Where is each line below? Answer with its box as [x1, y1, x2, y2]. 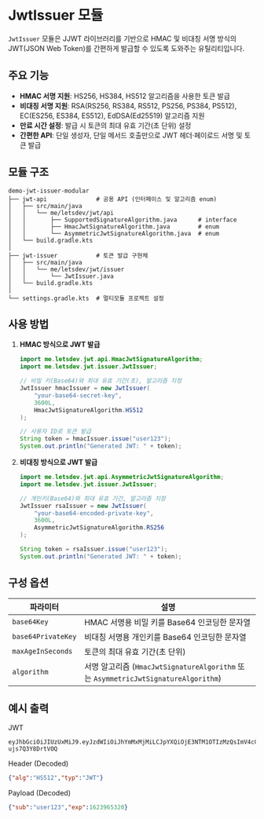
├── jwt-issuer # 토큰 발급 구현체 [8, 251, 148, 259]
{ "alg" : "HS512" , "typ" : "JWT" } [8, 774, 104, 782]
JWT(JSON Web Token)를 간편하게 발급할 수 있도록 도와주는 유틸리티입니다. [8, 43, 245, 53]
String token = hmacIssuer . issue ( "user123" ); [19, 435, 171, 443]
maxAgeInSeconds [12, 646, 73, 656]
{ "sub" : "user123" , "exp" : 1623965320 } [8, 803, 128, 812]
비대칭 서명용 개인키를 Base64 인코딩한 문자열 [83, 631, 247, 642]
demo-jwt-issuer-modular [8, 187, 90, 195]
